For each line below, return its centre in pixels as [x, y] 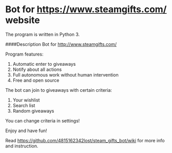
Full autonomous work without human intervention [66, 74]
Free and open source [36, 80]
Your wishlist [26, 100]
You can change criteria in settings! [43, 120]
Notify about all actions [37, 69]
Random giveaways [34, 111]
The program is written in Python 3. [43, 34]
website [23, 20]
